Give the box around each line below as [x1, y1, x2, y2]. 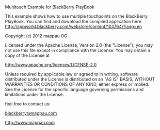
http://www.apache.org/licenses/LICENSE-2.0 [5, 62, 97, 67]
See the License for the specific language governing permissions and [5, 87, 144, 92]
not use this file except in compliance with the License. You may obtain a [5, 48, 150, 53]
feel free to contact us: [5, 101, 51, 106]
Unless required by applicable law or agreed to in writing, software [5, 71, 138, 77]
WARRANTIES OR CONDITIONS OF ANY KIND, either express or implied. [5, 81, 149, 87]
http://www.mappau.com [5, 120, 55, 125]
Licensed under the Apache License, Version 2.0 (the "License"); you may [5, 42, 153, 48]
